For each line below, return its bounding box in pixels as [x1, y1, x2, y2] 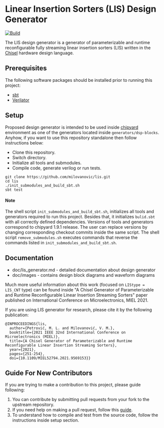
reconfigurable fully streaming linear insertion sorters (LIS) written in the [5, 45, 151, 50]
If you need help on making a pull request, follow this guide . [12, 407, 133, 413]
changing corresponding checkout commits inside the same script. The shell [5, 229, 160, 235]
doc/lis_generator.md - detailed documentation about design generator [12, 267, 156, 273]
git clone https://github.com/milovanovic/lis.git [5, 174, 111, 179]
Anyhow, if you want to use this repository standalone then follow [5, 135, 137, 141]
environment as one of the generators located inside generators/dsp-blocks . [5, 129, 159, 135]
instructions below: [5, 140, 44, 145]
